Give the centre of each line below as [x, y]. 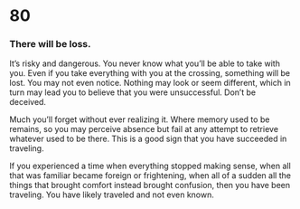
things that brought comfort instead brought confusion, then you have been [150, 185]
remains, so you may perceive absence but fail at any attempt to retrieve [144, 129]
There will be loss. [50, 44]
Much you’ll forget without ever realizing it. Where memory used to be [140, 119]
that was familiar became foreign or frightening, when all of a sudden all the [150, 176]
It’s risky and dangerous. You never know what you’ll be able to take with [145, 63]
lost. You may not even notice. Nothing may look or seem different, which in [150, 83]
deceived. [28, 102]
